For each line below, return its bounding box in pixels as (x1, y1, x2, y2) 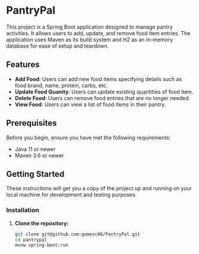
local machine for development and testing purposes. (6, 191, 137, 199)
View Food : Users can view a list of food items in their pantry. (14, 101, 166, 108)
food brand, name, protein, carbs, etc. (14, 82, 108, 89)
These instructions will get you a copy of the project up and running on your (6, 185, 192, 192)
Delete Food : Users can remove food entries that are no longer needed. (14, 94, 191, 101)
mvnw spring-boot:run (14, 242, 68, 248)
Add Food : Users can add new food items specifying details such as (14, 75, 182, 82)
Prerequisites (6, 118, 57, 128)
